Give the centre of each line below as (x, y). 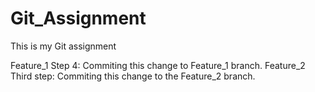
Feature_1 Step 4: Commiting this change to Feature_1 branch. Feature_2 (158, 65)
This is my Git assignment (63, 46)
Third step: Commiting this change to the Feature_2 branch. (133, 76)
